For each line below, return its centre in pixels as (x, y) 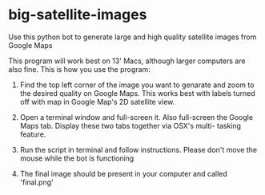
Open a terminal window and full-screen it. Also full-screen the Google (137, 117)
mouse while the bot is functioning (77, 158)
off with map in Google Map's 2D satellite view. (97, 101)
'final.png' (36, 182)
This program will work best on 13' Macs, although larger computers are (127, 61)
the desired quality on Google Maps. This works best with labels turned (137, 93)
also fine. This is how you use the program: (79, 69)
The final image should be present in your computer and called (124, 173)
